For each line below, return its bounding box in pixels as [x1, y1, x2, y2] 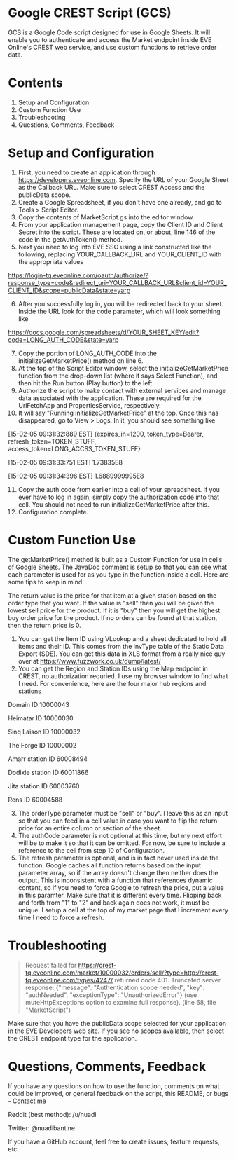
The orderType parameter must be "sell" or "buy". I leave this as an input [18, 809, 228, 817]
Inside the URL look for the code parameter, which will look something [18, 307, 221, 315]
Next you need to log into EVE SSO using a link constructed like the [18, 242, 212, 251]
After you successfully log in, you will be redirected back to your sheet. [18, 299, 223, 308]
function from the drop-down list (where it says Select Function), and [18, 371, 218, 380]
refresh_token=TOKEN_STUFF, [8, 437, 97, 446]
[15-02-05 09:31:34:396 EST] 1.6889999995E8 [8, 472, 144, 480]
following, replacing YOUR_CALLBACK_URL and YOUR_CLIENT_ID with [18, 250, 222, 259]
